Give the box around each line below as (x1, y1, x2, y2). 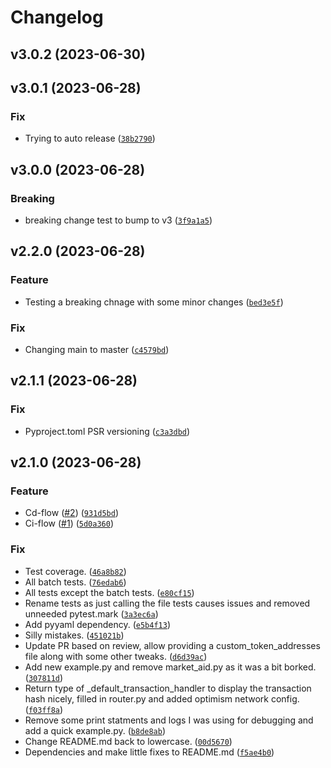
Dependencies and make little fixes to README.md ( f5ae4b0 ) (24, 746, 275, 758)
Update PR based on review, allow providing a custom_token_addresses (24, 639, 321, 651)
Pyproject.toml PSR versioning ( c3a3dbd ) (24, 425, 191, 437)
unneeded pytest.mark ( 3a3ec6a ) (24, 607, 159, 620)
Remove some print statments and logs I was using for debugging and (24, 714, 314, 726)
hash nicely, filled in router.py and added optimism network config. (24, 692, 300, 705)
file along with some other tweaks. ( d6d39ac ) (24, 650, 208, 662)
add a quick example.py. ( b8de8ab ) (24, 724, 167, 736)
